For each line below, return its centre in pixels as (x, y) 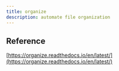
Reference (26, 41)
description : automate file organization (58, 17)
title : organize (26, 12)
